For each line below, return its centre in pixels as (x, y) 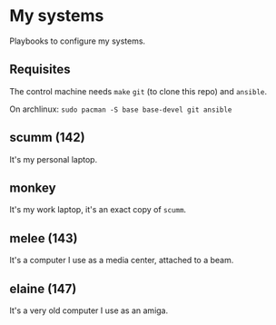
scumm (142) (47, 138)
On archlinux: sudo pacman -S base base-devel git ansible (121, 109)
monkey (33, 187)
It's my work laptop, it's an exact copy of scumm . (98, 210)
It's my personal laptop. (54, 159)
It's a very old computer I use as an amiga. (89, 310)
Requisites (40, 69)
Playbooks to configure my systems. (78, 41)
